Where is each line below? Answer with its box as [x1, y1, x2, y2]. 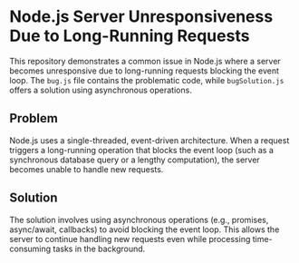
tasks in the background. [53, 243, 146, 254]
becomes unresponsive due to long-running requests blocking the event [9, 65, 279, 76]
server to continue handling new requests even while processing [9, 233, 251, 244]
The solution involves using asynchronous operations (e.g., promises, [9, 214, 269, 225]
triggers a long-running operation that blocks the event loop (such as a [9, 144, 275, 155]
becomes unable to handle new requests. [9, 163, 164, 174]
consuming [9, 243, 52, 254]
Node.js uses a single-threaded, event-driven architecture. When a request [9, 134, 290, 146]
